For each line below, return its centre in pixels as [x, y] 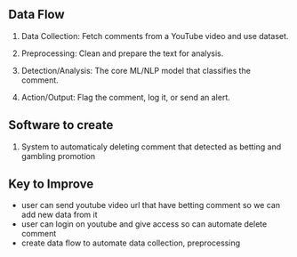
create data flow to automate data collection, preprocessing [131, 243]
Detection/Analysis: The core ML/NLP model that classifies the [136, 70]
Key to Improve [51, 185]
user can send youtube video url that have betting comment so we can [151, 205]
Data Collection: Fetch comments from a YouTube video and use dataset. [155, 36]
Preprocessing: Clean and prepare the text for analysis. [122, 53]
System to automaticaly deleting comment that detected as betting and [151, 147]
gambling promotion [58, 156]
